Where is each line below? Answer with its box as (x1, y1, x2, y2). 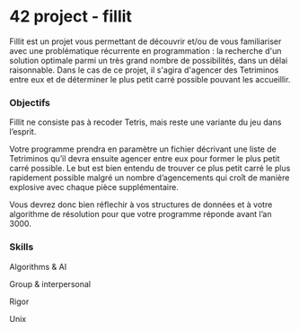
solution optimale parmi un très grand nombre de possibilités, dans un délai (9, 55, 288, 65)
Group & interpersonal (9, 278, 92, 289)
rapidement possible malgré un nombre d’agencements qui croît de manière (9, 172, 290, 183)
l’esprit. (9, 126, 37, 137)
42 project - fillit (9, 6, 133, 27)
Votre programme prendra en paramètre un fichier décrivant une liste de (9, 144, 277, 154)
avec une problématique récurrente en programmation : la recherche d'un (9, 45, 282, 56)
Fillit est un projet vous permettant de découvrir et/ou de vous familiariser (9, 36, 282, 47)
